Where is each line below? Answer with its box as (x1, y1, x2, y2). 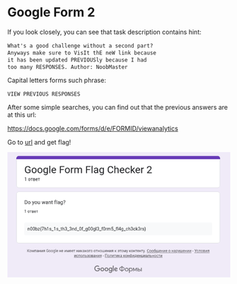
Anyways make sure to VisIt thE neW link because (7, 49, 157, 57)
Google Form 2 (7, 4, 96, 21)
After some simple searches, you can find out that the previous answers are (7, 103, 229, 111)
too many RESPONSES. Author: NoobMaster (7, 63, 129, 71)
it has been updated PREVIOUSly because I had (7, 56, 147, 64)
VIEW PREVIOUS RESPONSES (7, 90, 81, 98)
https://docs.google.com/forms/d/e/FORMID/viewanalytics (7, 124, 178, 132)
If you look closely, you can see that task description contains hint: (7, 28, 202, 36)
